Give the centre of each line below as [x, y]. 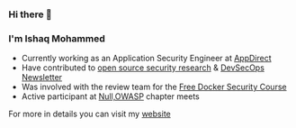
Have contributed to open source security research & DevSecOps [143, 68]
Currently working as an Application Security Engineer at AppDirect [146, 59]
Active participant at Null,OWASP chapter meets [110, 96]
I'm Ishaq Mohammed [57, 38]
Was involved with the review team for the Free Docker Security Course [154, 87]
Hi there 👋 [31, 14]
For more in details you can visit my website [90, 114]
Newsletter [42, 78]
